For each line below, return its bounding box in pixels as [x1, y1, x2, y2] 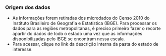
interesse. [12, 46, 33, 53]
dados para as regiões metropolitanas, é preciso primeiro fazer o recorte [12, 26, 161, 31]
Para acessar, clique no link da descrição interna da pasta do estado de [12, 41, 159, 47]
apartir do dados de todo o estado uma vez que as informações [12, 31, 143, 37]
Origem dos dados [5, 4, 51, 11]
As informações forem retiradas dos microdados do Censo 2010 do [12, 15, 150, 21]
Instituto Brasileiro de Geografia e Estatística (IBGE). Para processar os [12, 20, 157, 26]
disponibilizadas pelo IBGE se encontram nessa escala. [12, 36, 125, 42]
